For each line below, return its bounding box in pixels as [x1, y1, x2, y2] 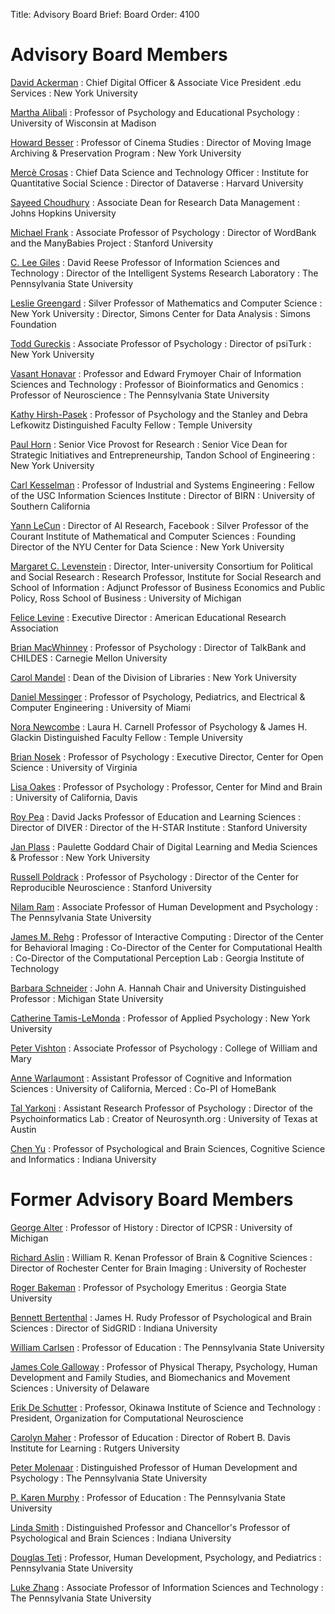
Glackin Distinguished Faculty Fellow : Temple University [10, 731, 244, 743]
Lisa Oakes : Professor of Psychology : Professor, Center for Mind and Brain [10, 780, 323, 793]
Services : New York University [10, 87, 138, 99]
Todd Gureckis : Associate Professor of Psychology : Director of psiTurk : [10, 337, 312, 349]
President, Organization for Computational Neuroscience [10, 1412, 244, 1424]
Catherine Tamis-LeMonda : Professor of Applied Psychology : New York [10, 1012, 311, 1024]
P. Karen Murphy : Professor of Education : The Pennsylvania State [10, 1491, 286, 1503]
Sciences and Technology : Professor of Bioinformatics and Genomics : [10, 378, 304, 390]
